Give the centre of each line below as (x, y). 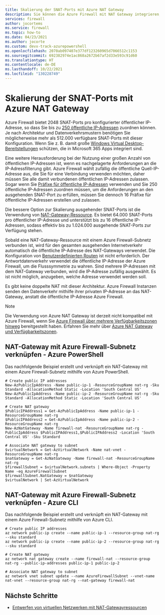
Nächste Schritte (31, 596)
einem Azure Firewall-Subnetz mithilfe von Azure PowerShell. (67, 372)
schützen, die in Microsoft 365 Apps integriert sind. (91, 148)
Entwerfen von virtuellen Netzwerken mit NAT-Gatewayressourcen (80, 608)
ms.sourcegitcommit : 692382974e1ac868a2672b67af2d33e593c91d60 (71, 55)
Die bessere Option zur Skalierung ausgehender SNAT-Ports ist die (73, 209)
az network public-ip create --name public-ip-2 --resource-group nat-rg (82, 542)
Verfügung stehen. (24, 230)
